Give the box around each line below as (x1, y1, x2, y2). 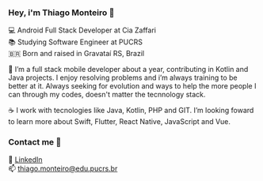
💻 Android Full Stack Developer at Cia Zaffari (8, 25, 157, 35)
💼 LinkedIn (8, 154, 43, 164)
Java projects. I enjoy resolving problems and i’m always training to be (8, 73, 238, 82)
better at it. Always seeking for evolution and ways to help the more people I (8, 81, 257, 91)
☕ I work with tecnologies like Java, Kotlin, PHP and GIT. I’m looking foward (8, 106, 254, 115)
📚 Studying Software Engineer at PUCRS (8, 37, 143, 47)
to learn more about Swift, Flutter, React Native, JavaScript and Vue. (8, 117, 231, 126)
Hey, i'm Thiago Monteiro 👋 (8, 7, 115, 18)
